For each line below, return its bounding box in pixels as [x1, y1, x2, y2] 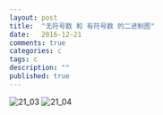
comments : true [9, 38, 66, 48]
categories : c [9, 47, 63, 56]
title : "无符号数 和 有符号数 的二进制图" [9, 22, 155, 31]
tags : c [9, 55, 39, 64]
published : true [9, 72, 70, 81]
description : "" [9, 64, 70, 73]
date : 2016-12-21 [9, 30, 82, 39]
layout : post [9, 13, 58, 22]
